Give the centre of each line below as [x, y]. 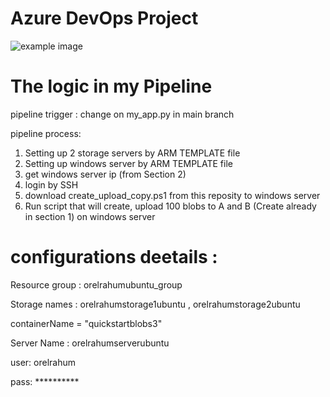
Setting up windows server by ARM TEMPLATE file [128, 163]
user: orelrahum [43, 362]
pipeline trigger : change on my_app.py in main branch [122, 114]
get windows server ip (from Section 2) [105, 174]
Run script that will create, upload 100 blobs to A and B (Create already [170, 206]
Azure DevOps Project [104, 18]
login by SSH [51, 184]
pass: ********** [45, 381]
